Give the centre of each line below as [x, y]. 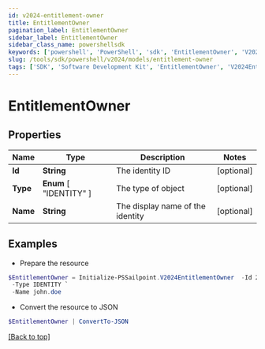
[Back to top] [29, 337]
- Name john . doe [36, 292]
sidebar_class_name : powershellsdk [67, 45]
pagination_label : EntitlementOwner [68, 30]
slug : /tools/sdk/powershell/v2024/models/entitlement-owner [111, 60]
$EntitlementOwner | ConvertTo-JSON [68, 322]
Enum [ [56, 183]
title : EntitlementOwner [49, 23]
